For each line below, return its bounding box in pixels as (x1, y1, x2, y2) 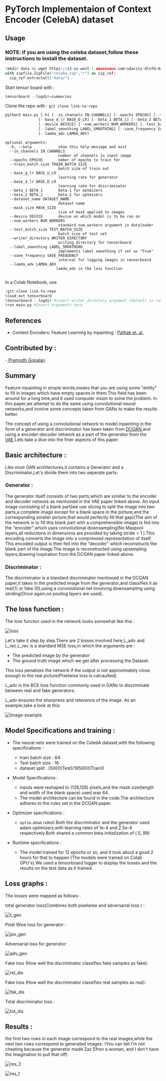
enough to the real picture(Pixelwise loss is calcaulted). (5, 672, 118, 679)
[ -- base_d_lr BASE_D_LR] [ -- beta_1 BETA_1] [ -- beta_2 (38, 117, 152, 122)
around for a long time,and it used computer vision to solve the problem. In (5, 395, 157, 401)
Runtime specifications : (12, 840, 62, 846)
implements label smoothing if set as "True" (58, 248, 154, 254)
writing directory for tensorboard (58, 240, 132, 245)
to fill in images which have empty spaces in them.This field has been (5, 390, 147, 396)
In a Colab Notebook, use (5, 279, 57, 285)
